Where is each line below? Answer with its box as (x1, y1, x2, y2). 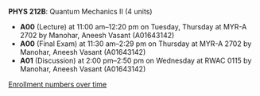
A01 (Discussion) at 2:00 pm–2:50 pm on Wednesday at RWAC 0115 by (19, 56, 252, 65)
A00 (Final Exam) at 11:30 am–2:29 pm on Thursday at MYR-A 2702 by (19, 39, 252, 48)
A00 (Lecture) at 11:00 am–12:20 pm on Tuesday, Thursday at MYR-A (19, 22, 247, 31)
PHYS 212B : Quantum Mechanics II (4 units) (8, 7, 153, 16)
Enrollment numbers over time (8, 79, 107, 89)
